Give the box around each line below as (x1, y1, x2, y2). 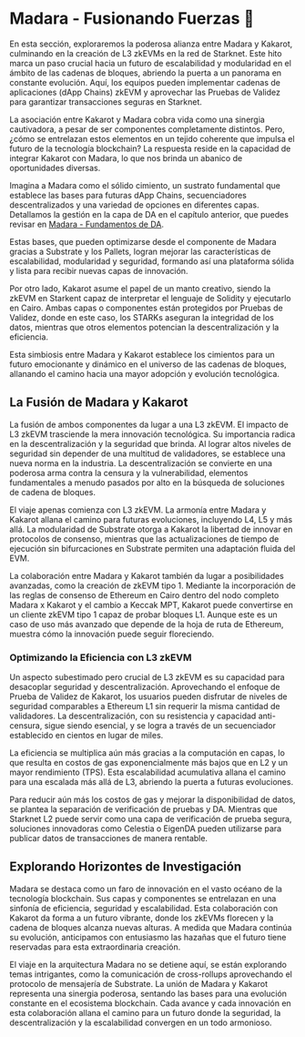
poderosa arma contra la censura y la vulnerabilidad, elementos (9, 467, 249, 478)
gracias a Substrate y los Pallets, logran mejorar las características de (9, 246, 271, 257)
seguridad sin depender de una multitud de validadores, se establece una (9, 448, 286, 459)
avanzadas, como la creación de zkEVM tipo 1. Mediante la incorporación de (9, 580, 296, 591)
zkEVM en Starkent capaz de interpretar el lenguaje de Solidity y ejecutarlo (9, 292, 291, 303)
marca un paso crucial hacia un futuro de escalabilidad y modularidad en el (9, 57, 291, 68)
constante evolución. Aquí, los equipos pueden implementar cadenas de (9, 76, 280, 87)
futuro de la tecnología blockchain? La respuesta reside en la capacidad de (9, 143, 291, 154)
